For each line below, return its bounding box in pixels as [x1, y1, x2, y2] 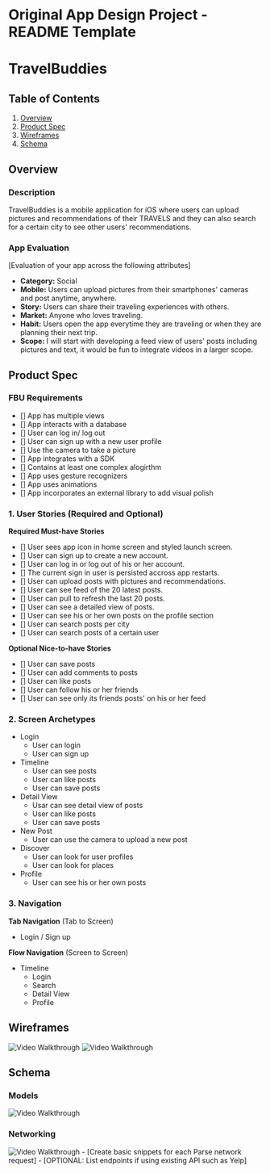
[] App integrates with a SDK [19, 454, 115, 463]
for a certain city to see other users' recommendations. [8, 222, 192, 232]
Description [8, 186, 56, 198]
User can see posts [31, 766, 97, 776]
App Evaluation [8, 242, 70, 253]
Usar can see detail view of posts [31, 801, 143, 811]
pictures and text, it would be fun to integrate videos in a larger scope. [19, 345, 254, 354]
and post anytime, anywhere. [19, 293, 117, 304]
